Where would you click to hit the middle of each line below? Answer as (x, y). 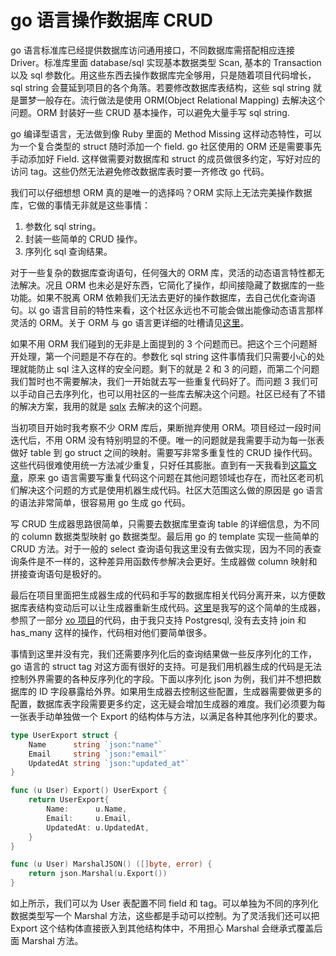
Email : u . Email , (89, 818)
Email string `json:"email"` (98, 754)
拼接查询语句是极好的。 (58, 573)
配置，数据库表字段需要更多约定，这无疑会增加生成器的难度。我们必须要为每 (168, 703)
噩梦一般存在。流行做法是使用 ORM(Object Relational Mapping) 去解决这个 (172, 100)
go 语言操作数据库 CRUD (111, 20)
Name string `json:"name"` (95, 744)
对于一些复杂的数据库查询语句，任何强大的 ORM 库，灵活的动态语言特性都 (163, 272)
